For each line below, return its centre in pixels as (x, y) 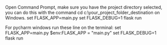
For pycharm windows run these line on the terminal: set (63, 27)
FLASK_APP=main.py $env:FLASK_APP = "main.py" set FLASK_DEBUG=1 (81, 33)
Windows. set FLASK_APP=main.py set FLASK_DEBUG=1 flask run (73, 18)
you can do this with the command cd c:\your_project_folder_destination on (82, 12)
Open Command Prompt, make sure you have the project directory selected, (84, 7)
